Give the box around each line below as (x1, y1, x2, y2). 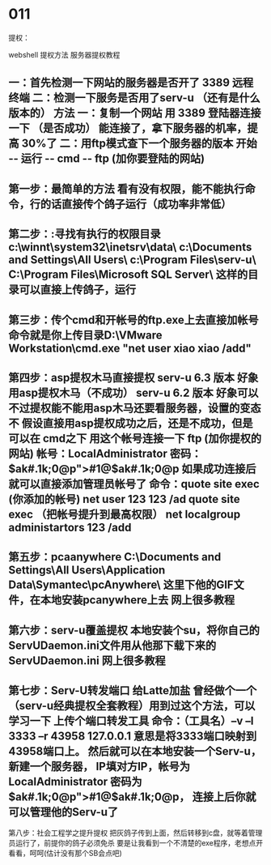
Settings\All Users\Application (8, 564, 166, 577)
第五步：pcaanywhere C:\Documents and (8, 550, 222, 564)
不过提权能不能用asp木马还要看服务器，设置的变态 (8, 401, 261, 415)
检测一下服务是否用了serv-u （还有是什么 (53, 91, 260, 105)
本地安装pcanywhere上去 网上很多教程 (40, 593, 235, 607)
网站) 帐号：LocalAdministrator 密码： (8, 446, 202, 460)
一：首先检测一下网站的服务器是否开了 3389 (8, 76, 231, 90)
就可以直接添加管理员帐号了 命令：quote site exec (8, 477, 260, 491)
